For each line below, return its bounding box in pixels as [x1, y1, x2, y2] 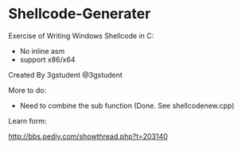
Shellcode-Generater [8, 5, 151, 23]
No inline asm [19, 46, 65, 55]
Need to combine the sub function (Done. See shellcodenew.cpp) [19, 101, 235, 110]
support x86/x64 [19, 55, 76, 64]
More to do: [8, 85, 46, 95]
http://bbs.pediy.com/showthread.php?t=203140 [8, 132, 169, 141]
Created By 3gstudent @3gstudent [8, 70, 123, 79]
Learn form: [8, 116, 47, 125]
